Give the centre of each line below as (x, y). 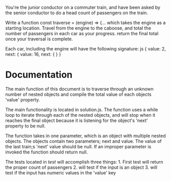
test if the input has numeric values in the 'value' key (61, 172)
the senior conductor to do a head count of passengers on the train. (77, 13)
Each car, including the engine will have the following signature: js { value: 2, (86, 49)
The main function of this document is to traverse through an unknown (80, 89)
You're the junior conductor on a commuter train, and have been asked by (83, 7)
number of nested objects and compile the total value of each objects (78, 94)
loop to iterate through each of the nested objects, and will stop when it (80, 115)
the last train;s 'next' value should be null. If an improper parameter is (78, 146)
